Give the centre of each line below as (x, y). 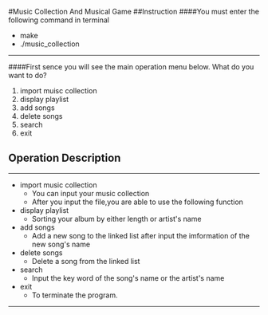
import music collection (58, 185)
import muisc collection (58, 91)
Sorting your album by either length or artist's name (116, 219)
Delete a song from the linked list (86, 261)
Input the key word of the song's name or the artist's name (128, 278)
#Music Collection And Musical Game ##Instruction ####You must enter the (134, 12)
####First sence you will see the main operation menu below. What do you (131, 67)
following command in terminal (59, 20)
